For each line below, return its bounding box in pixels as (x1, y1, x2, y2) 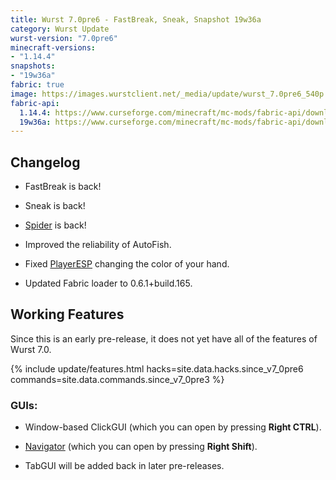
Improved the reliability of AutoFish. (24, 239, 172, 251)
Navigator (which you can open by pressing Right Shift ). (24, 441, 258, 453)
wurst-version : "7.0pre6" (10, 33, 118, 43)
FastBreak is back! (24, 181, 102, 193)
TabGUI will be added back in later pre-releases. (24, 460, 225, 472)
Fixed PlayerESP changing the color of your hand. (24, 258, 230, 270)
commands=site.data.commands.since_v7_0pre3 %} (10, 373, 225, 385)
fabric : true (10, 80, 65, 90)
